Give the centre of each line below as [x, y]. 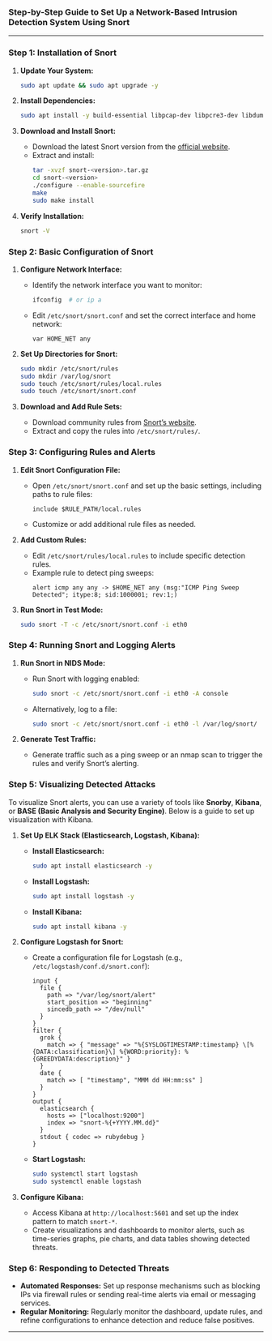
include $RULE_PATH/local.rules [87, 509]
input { [45, 981]
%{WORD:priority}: [151, 1052]
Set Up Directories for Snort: [69, 353]
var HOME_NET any [62, 339]
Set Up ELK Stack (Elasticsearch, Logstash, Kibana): [110, 835]
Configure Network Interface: [71, 269]
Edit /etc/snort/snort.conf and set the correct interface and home [144, 315]
